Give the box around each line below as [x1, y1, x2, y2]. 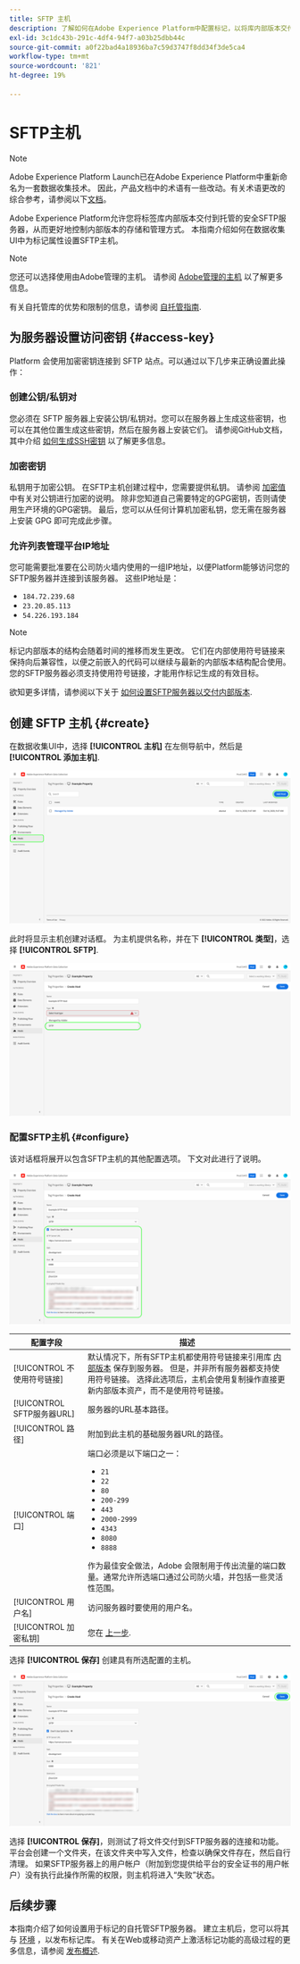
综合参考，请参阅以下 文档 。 [9, 193, 112, 205]
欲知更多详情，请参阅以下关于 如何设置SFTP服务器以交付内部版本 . [9, 687, 253, 698]
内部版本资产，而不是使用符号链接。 [95, 1385, 229, 1396]
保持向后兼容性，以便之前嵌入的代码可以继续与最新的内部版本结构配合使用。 [9, 656, 291, 667]
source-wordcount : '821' [9, 62, 102, 71]
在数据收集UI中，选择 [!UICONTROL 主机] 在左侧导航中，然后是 [9, 741, 243, 752]
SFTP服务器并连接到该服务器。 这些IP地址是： [9, 572, 179, 584]
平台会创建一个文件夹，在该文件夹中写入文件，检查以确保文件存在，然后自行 [9, 1847, 291, 1858]
